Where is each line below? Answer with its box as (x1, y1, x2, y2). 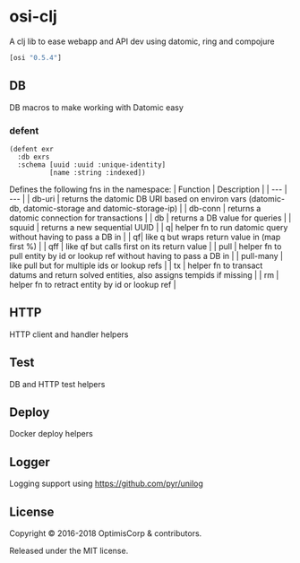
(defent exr (9, 144, 54, 153)
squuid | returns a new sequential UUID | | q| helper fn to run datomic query (9, 221, 288, 232)
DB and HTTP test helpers (9, 378, 106, 389)
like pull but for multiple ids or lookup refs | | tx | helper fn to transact (9, 260, 263, 271)
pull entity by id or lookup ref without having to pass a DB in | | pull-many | (9, 250, 284, 261)
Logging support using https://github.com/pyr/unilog (9, 478, 204, 489)
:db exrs (17, 152, 50, 161)
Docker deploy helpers (9, 429, 94, 439)
